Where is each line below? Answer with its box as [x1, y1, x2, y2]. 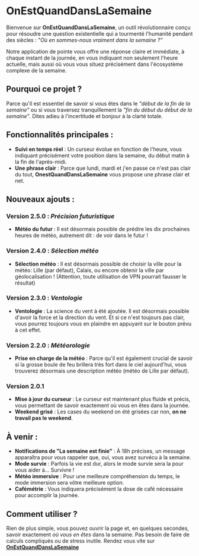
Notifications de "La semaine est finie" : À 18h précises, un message [14, 447, 185, 455]
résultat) [14, 279, 36, 286]
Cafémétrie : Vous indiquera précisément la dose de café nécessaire [14, 485, 184, 492]
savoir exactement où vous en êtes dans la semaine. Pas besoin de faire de [6, 531, 190, 538]
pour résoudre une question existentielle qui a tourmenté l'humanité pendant [6, 30, 193, 37]
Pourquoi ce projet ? [6, 84, 82, 94]
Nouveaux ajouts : [6, 194, 75, 204]
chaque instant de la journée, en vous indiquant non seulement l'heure [6, 54, 178, 61]
